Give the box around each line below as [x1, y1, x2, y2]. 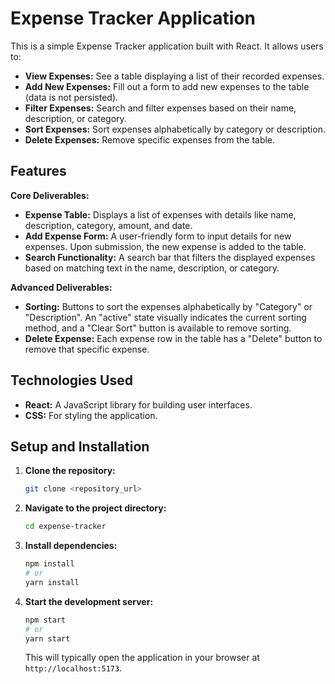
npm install [24, 559, 75, 569]
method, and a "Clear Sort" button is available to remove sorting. [24, 322, 292, 334]
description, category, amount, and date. [24, 219, 193, 231]
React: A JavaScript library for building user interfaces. [24, 398, 253, 411]
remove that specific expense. [24, 343, 150, 355]
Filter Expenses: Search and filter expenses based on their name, [24, 102, 297, 114]
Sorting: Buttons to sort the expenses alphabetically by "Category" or [24, 300, 313, 312]
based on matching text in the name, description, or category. [24, 262, 280, 274]
